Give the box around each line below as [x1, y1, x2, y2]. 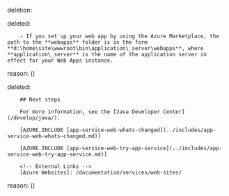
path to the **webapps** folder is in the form [7, 39, 148, 46]
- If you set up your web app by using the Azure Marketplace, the [19, 33, 219, 40]
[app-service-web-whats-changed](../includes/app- [66, 126, 216, 133]
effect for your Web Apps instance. [7, 57, 113, 64]
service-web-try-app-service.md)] [7, 151, 108, 158]
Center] [162, 108, 186, 115]
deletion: [7, 6, 33, 14]
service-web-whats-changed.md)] [7, 133, 101, 140]
